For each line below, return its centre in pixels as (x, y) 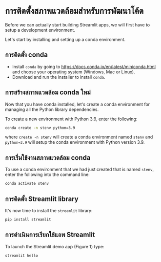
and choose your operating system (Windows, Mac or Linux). (73, 72)
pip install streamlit (28, 219)
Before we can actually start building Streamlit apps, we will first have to (78, 24)
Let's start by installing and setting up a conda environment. (65, 39)
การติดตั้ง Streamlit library (42, 199)
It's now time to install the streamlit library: (49, 210)
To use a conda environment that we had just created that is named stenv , (80, 170)
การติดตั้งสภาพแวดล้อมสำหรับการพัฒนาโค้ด (74, 11)
